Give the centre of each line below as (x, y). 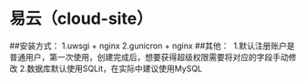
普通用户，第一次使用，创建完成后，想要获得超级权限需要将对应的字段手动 (149, 57)
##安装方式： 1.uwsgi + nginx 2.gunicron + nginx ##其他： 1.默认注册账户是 (153, 46)
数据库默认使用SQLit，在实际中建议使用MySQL (115, 68)
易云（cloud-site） (81, 19)
